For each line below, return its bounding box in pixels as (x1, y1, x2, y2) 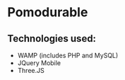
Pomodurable (7, 4, 88, 21)
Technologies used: (7, 33, 97, 45)
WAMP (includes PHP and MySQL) (17, 51, 119, 59)
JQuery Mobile (17, 59, 61, 67)
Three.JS (17, 67, 44, 74)
